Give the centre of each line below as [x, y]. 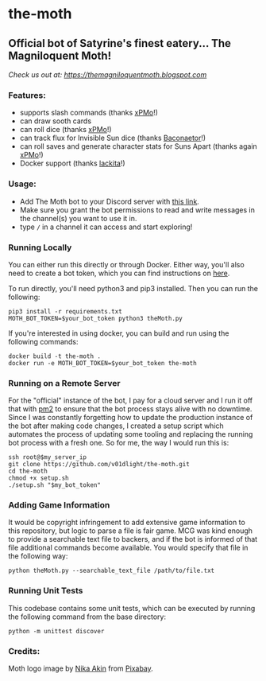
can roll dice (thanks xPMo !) [66, 130]
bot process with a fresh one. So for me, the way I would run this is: [119, 443]
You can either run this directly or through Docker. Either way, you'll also [126, 264]
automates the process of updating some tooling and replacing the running [131, 434]
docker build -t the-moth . [55, 356]
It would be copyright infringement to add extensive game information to [127, 523]
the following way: [38, 556]
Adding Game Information [59, 505]
